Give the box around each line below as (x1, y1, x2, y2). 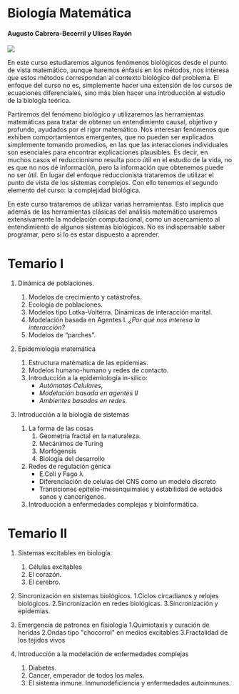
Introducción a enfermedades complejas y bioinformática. (28, 500, 199, 509)
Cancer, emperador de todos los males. (28, 671, 145, 680)
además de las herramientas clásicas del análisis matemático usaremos (7, 207, 218, 216)
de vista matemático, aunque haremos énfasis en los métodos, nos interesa (7, 66, 230, 74)
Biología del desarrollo (39, 455, 106, 463)
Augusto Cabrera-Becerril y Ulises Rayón (7, 29, 132, 37)
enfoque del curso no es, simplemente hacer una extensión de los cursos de (7, 81, 233, 90)
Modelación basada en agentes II (39, 389, 138, 397)
